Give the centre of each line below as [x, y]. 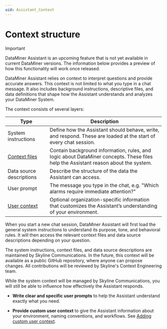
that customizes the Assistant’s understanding [103, 206]
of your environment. [74, 212]
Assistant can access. [75, 177]
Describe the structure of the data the [93, 171]
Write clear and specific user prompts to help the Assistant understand [86, 296]
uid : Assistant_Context [30, 10]
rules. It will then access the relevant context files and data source [73, 235]
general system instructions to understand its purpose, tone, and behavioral [83, 229]
